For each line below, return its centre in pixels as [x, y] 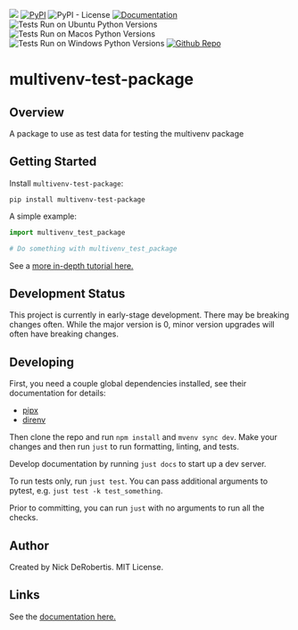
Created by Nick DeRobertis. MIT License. [86, 567]
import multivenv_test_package [67, 232]
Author [29, 546]
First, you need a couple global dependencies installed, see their [128, 384]
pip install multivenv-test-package [77, 199]
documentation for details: [58, 394]
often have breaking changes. [64, 334]
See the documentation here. [62, 617]
